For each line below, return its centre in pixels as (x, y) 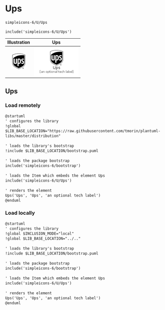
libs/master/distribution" (33, 136)
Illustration (19, 42)
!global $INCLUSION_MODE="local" (40, 234)
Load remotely (23, 105)
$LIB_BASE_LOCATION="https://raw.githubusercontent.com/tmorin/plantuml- (83, 131)
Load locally (20, 213)
